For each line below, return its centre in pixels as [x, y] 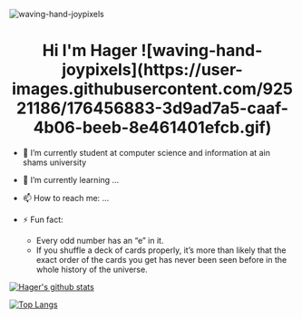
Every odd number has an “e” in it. [100, 240]
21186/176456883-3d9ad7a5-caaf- [152, 108]
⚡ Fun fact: [43, 219]
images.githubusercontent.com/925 [152, 89]
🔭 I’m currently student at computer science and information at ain [146, 152]
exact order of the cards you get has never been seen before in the [161, 259]
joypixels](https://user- [152, 70]
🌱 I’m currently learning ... [71, 179]
